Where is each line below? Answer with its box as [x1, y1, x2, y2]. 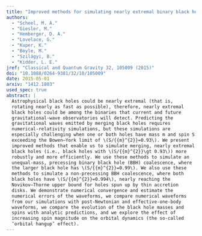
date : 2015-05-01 [6, 76, 50, 82]
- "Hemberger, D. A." [11, 31, 66, 37]
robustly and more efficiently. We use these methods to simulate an [11, 154, 189, 160]
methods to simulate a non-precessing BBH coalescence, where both [11, 171, 185, 177]
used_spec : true [6, 87, 47, 93]
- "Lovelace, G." [11, 37, 55, 43]
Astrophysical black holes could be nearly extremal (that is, [11, 98, 173, 104]
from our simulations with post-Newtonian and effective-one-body [11, 199, 182, 205]
